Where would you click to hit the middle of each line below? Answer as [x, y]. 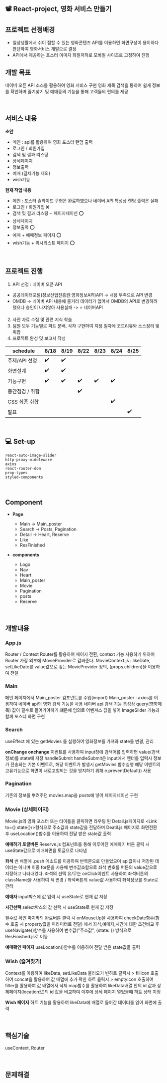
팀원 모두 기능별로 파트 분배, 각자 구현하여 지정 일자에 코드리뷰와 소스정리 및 [86, 325]
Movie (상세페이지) [27, 809]
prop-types [16, 473]
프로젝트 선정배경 [30, 30]
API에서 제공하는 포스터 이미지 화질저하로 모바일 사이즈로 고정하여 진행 [81, 55]
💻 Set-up [20, 441]
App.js [13, 643]
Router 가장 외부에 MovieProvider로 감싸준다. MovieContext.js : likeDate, [78, 660]
